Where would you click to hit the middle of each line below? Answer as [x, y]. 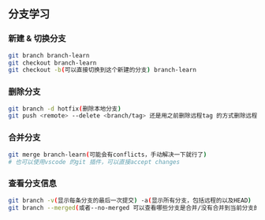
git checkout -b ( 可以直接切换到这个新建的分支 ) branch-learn [103, 70]
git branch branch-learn [49, 55]
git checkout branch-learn [52, 63]
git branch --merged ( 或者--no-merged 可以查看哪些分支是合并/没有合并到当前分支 [131, 207]
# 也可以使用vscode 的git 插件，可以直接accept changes [94, 162]
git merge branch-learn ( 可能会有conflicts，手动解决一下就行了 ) [108, 155]
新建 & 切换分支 [37, 39]
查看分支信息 [33, 184]
